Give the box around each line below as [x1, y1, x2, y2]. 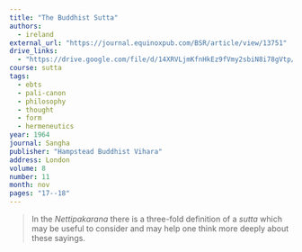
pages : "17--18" [9, 189, 70, 198]
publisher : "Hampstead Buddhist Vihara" [9, 147, 164, 156]
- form [17, 113, 42, 122]
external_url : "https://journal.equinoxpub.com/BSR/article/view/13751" [9, 38, 288, 48]
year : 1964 [9, 130, 50, 139]
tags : [9, 72, 30, 81]
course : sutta [9, 64, 63, 73]
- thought [17, 105, 54, 114]
